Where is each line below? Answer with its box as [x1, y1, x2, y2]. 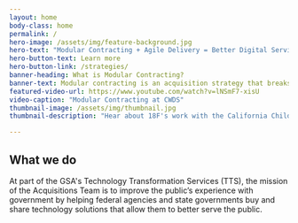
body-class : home [9, 21, 74, 30]
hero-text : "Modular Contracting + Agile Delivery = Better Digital [9, 46, 268, 55]
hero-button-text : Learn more [9, 54, 122, 63]
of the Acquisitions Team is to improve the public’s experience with [9, 185, 254, 196]
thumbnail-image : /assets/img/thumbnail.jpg [9, 104, 176, 112]
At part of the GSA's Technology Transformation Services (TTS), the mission [9, 175, 288, 186]
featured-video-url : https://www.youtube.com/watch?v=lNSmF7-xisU [9, 87, 260, 96]
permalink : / [9, 29, 58, 38]
